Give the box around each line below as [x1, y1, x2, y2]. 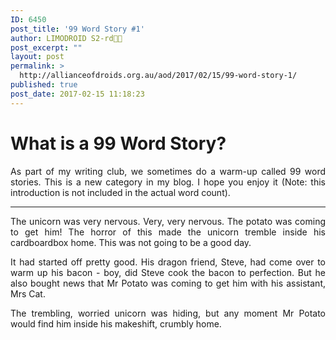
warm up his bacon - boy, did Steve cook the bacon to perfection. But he [10, 266, 326, 278]
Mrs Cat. [10, 287, 46, 300]
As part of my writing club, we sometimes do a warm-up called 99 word [10, 165, 326, 177]
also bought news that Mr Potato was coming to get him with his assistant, [10, 277, 326, 289]
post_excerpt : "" [10, 42, 83, 53]
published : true [10, 80, 78, 90]
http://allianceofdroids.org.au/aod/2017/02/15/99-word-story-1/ [19, 71, 298, 81]
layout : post [10, 52, 65, 62]
